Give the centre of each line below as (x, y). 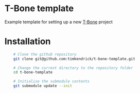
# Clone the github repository (45, 54)
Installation (28, 41)
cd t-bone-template (33, 72)
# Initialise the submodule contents (52, 81)
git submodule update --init (43, 86)
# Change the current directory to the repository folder (73, 68)
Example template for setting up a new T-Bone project (59, 22)
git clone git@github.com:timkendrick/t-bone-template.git (74, 59)
